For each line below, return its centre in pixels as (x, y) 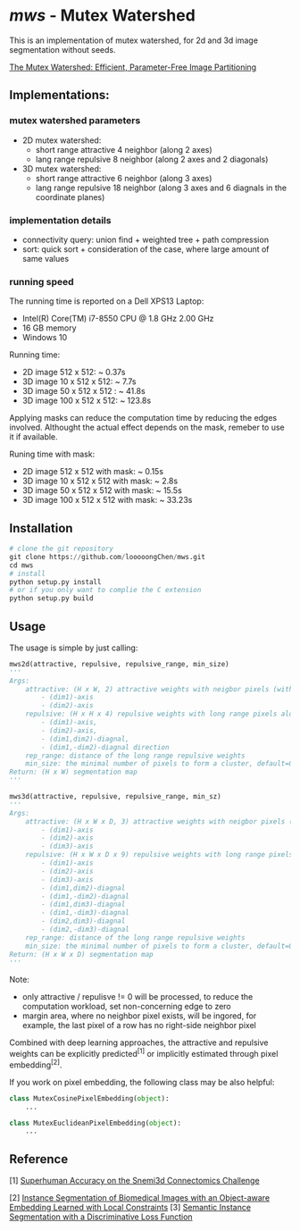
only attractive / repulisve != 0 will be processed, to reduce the (137, 997)
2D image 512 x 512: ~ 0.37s (74, 373)
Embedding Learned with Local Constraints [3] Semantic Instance (130, 1208)
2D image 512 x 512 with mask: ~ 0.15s (92, 472)
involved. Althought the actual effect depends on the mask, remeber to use (147, 427)
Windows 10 (45, 338)
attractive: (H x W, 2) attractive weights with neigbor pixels (147, 689)
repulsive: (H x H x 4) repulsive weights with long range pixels (151, 714)
